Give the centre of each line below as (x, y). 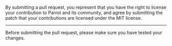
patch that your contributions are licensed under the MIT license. (74, 18)
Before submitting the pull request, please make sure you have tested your (84, 33)
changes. (15, 38)
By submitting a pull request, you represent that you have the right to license (86, 7)
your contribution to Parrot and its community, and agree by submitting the (84, 13)
